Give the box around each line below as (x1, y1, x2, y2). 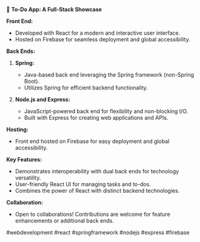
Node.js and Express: (15, 96, 71, 103)
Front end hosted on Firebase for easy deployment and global (15, 137, 170, 145)
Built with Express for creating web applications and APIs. (24, 114, 168, 121)
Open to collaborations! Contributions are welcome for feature (15, 210, 171, 218)
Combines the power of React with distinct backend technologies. (15, 187, 180, 194)
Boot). (24, 78, 40, 85)
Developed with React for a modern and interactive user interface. (15, 29, 181, 36)
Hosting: (6, 126, 29, 133)
